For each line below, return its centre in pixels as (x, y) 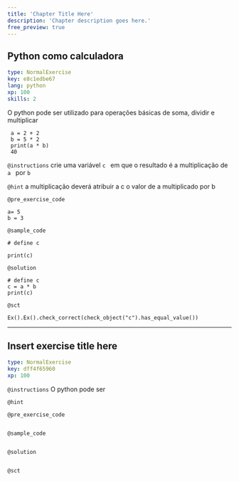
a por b (19, 172)
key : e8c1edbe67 (31, 79)
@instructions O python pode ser (56, 389)
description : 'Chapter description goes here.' (79, 21)
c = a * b (22, 286)
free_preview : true (36, 27)
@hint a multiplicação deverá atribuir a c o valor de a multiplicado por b (111, 186)
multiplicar (23, 120)
